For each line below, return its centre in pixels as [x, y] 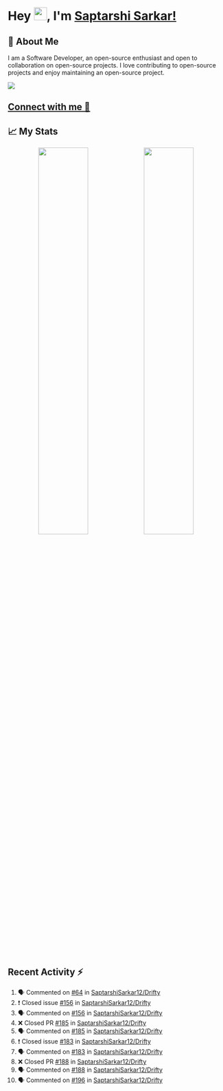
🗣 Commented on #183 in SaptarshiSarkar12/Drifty [90, 1052]
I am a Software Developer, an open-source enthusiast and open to [103, 58]
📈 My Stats [33, 131]
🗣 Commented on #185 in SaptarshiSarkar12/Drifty [90, 1031]
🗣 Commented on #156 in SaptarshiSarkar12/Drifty [90, 1013]
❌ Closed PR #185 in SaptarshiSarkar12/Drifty [82, 1023]
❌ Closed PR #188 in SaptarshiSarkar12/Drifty [82, 1062]
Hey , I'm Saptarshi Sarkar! [92, 16]
